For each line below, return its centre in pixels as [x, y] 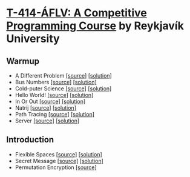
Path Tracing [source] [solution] [55, 114]
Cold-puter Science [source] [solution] [63, 88]
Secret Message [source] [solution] [59, 161]
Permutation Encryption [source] [56, 167]
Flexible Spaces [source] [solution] [59, 154]
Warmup [23, 61]
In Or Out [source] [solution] [50, 101]
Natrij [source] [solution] [46, 108]
